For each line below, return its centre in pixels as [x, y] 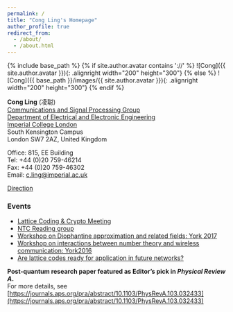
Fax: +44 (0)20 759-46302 [46, 167]
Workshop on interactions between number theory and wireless [108, 243]
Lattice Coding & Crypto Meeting [64, 221]
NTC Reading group [45, 229]
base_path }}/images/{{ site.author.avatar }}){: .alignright [117, 80]
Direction [20, 188]
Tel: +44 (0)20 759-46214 [44, 160]
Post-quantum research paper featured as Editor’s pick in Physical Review [116, 272]
